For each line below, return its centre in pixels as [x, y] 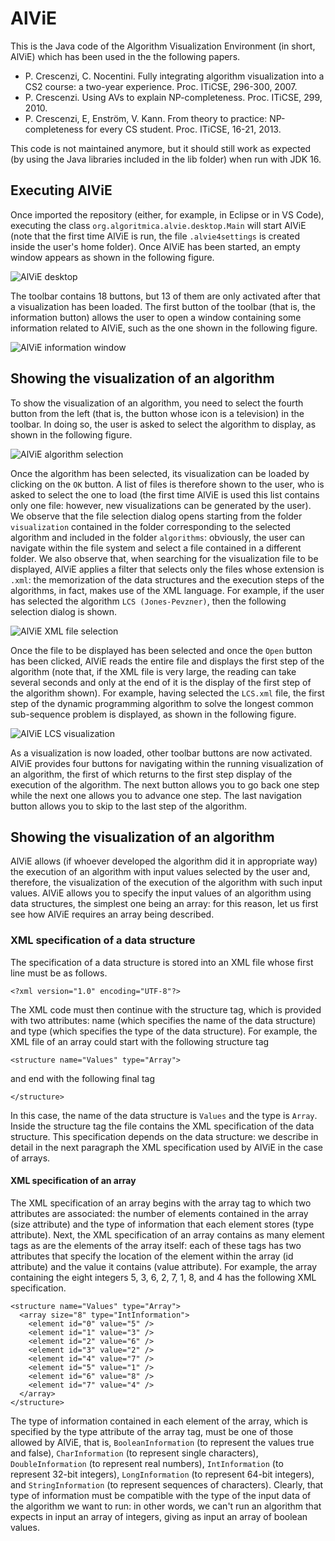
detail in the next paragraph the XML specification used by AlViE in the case [166, 1147]
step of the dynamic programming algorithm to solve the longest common [162, 703]
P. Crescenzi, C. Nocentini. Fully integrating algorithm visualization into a [174, 76]
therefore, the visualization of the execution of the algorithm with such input [166, 883]
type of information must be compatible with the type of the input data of [161, 1495]
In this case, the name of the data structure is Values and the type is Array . [164, 1115]
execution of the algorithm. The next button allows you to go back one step [165, 784]
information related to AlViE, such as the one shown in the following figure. [164, 328]
